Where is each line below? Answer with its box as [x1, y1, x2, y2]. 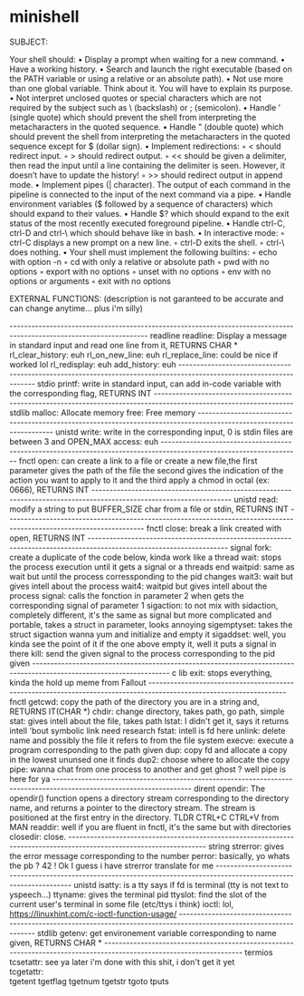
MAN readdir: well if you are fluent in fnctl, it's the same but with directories [9, 821, 291, 832]
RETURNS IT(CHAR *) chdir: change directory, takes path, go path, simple [9, 706, 285, 717]
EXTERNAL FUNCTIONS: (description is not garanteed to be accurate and [9, 293, 284, 304]
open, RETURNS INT [9, 532, 86, 543]
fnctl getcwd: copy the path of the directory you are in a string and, [9, 696, 260, 707]
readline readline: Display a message [149, 329, 288, 341]
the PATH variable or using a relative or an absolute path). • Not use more [9, 73, 283, 83]
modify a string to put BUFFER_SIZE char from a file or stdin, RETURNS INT [9, 503, 290, 514]
